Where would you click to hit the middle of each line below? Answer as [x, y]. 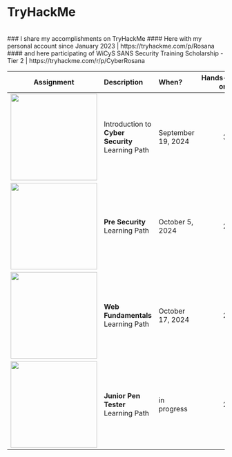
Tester [115, 404]
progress [173, 409]
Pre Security [125, 222]
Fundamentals [128, 315]
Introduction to [128, 124]
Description [124, 82]
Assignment [54, 82]
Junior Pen [122, 395]
